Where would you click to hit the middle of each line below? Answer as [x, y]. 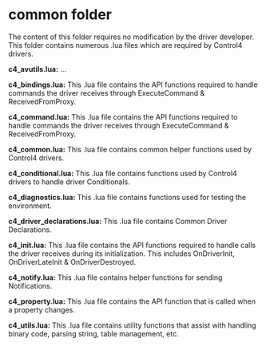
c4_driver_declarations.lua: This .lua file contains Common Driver [118, 221]
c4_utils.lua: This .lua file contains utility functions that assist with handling [133, 325]
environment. [30, 206]
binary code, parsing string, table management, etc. [93, 333]
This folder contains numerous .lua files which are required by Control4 [125, 45]
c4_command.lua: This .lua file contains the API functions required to [123, 116]
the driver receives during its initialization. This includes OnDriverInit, [122, 254]
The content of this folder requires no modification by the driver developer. [131, 37]
